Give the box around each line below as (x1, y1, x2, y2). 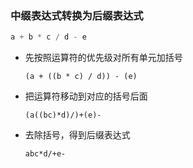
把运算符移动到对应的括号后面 (24, 90, 148, 102)
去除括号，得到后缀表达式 (24, 129, 131, 141)
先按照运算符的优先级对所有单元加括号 (24, 52, 183, 64)
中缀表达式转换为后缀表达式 (10, 8, 144, 22)
